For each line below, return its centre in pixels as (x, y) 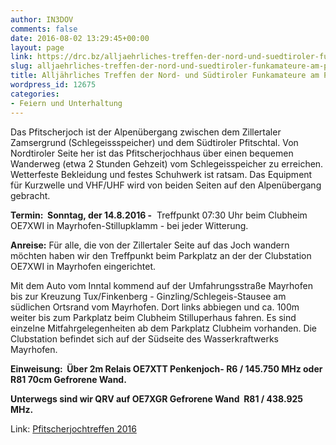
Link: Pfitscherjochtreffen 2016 (73, 428)
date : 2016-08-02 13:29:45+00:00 (80, 38)
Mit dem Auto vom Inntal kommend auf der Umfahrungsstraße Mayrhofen (161, 285)
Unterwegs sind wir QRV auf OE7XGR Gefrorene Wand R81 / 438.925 (157, 398)
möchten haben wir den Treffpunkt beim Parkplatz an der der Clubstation (161, 255)
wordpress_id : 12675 (53, 85)
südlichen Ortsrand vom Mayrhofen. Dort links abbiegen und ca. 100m (155, 307)
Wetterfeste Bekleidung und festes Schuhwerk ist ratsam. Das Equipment (161, 174)
